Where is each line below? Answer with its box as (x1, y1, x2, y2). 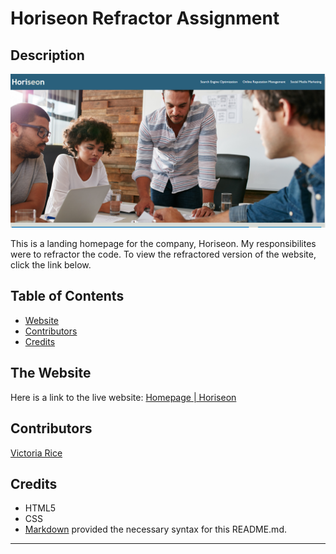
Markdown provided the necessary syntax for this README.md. (24, 523, 287, 536)
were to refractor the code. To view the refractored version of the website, (10, 248, 317, 261)
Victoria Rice (10, 447, 63, 459)
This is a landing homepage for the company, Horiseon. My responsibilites (10, 238, 317, 250)
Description (10, 47, 85, 64)
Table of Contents (10, 288, 125, 305)
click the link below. (10, 259, 92, 271)
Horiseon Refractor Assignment (10, 7, 280, 30)
